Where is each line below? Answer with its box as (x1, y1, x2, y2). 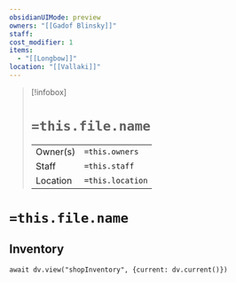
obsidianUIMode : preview (9, 12, 101, 22)
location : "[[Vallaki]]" (9, 63, 101, 72)
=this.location (83, 175, 148, 185)
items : (9, 46, 34, 55)
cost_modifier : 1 (9, 37, 74, 47)
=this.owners (83, 146, 139, 156)
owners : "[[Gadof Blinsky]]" (9, 21, 117, 30)
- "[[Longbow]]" (17, 54, 77, 63)
